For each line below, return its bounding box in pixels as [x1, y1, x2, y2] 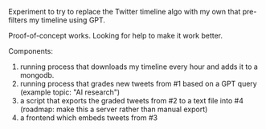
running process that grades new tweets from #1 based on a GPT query [19, 79, 257, 88]
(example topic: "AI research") [19, 87, 121, 97]
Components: [8, 46, 54, 55]
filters [8, 15, 28, 25]
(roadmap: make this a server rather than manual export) [19, 104, 208, 114]
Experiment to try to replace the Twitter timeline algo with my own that [8, 7, 241, 16]
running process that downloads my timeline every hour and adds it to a [19, 62, 259, 71]
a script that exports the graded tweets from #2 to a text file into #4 [19, 96, 243, 105]
